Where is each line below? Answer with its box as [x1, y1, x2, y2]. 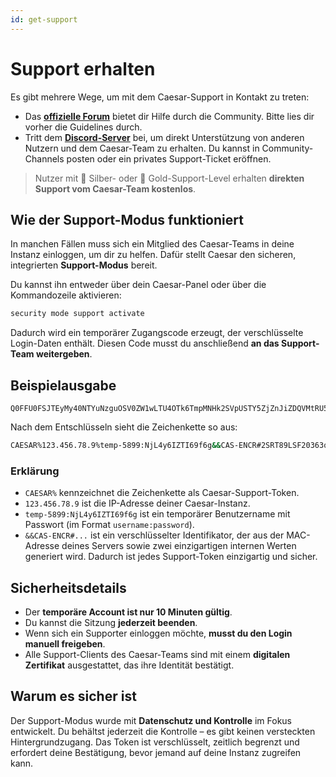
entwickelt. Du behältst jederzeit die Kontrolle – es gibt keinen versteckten [10, 725, 316, 737]
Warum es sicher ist [10, 688, 137, 705]
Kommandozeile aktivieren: [10, 289, 122, 301]
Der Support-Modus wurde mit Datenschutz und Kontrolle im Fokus [10, 714, 293, 726]
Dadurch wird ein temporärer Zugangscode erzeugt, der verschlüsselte [10, 327, 304, 339]
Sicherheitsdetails [10, 579, 127, 596]
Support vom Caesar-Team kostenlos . [34, 182, 197, 195]
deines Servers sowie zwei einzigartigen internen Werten [61, 540, 297, 552]
